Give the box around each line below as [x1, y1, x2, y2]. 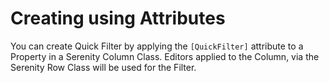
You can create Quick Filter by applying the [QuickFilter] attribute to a [10, 40, 304, 52]
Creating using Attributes [10, 7, 226, 30]
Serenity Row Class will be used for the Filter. [10, 61, 197, 73]
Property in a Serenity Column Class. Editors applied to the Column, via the [10, 50, 320, 62]
